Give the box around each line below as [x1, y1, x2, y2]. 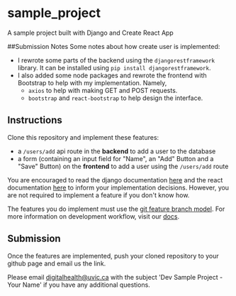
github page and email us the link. [7, 259, 106, 268]
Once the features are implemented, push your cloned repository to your [7, 251, 220, 260]
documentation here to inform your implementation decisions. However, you [7, 183, 229, 192]
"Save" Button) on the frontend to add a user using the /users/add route [17, 162, 229, 170]
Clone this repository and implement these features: [7, 133, 159, 141]
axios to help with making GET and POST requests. [28, 86, 178, 94]
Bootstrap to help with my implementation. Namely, [17, 78, 167, 87]
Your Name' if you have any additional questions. [7, 280, 150, 289]
